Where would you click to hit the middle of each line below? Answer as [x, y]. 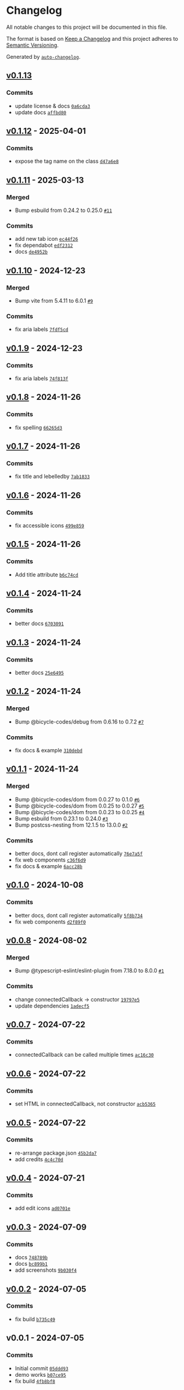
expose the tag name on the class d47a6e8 [67, 161]
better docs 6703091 [39, 624]
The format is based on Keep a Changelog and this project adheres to [92, 38]
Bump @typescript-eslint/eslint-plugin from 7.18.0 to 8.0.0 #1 [89, 971]
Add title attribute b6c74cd [46, 575]
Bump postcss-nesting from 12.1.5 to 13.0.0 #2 [71, 825]
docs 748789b [31, 1257]
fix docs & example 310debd [49, 751]
